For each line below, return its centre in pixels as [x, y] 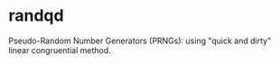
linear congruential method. [60, 50]
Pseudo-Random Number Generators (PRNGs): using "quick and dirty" [140, 41]
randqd [36, 16]
